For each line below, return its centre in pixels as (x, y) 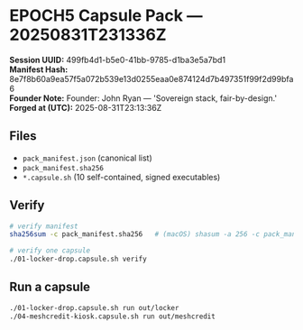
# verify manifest (44, 226)
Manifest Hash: (39, 69)
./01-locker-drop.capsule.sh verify (78, 259)
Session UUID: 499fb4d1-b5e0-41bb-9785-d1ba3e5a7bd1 (118, 60)
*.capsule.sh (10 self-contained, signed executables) (121, 177)
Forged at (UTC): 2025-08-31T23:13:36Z (86, 107)
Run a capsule (50, 287)
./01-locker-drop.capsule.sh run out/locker (94, 307)
